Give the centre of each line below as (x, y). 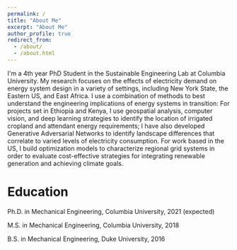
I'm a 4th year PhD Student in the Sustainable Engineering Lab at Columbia (116, 73)
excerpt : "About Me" (38, 27)
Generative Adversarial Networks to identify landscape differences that (111, 133)
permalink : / (27, 14)
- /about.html (34, 54)
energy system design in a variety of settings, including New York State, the (118, 88)
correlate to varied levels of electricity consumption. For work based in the (116, 141)
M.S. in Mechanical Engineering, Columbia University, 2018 (93, 225)
